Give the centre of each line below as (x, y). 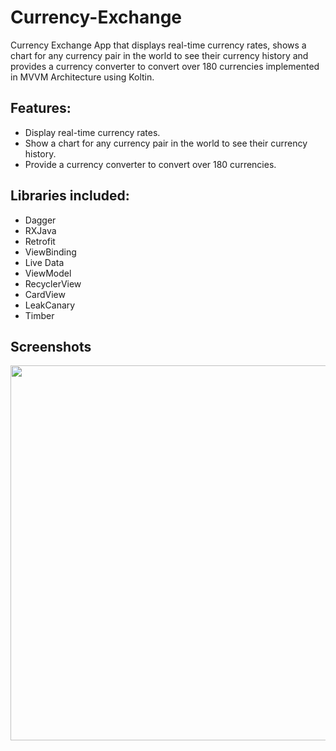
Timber (39, 315)
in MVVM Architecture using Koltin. (82, 77)
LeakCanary (50, 305)
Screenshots (51, 346)
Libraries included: (70, 196)
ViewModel (48, 273)
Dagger (40, 220)
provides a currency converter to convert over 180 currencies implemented (165, 66)
